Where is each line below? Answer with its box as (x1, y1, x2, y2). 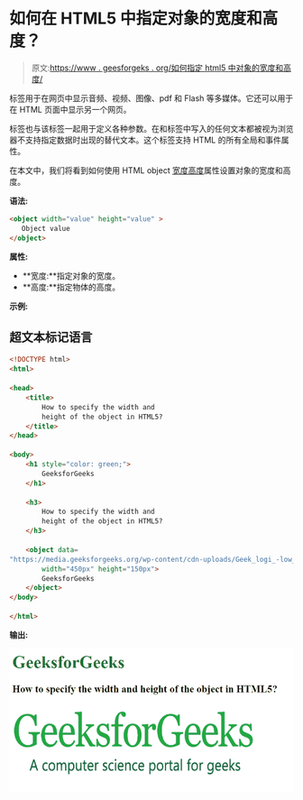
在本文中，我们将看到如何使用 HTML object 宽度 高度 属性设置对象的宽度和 (9, 164, 283, 176)
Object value (21, 224, 70, 233)
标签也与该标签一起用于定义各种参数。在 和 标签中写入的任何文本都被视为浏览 (9, 123, 294, 133)
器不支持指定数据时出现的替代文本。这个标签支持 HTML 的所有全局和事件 (9, 134, 281, 145)
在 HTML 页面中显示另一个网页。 (9, 104, 132, 115)
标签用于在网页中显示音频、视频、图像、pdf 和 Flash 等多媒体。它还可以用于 (9, 92, 294, 104)
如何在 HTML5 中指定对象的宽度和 (9, 8, 263, 29)
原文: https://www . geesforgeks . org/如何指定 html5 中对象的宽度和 (31, 62, 284, 73)
